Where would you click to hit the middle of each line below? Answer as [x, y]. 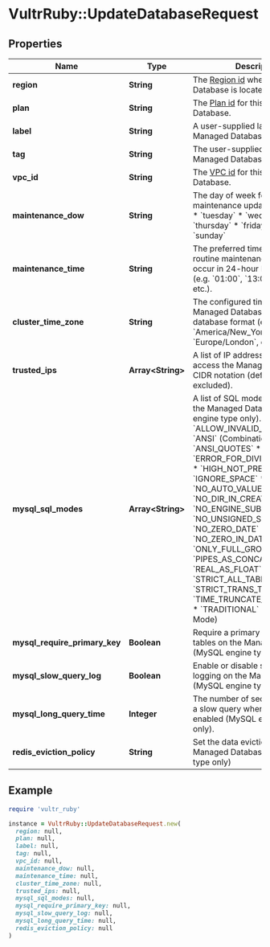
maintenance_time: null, [57, 876]
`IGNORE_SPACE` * [229, 479]
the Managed [218, 408]
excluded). [213, 385]
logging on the [220, 676]
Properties [35, 44]
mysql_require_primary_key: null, [73, 906]
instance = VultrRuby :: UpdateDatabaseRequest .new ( [95, 824]
